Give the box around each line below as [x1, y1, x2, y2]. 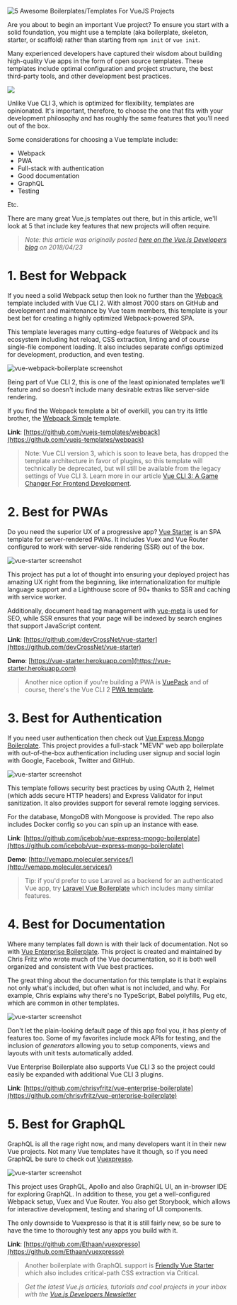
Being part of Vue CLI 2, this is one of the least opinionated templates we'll [7, 377, 225, 386]
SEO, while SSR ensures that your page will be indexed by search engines [7, 613, 223, 622]
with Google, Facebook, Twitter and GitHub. [7, 756, 135, 765]
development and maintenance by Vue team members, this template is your [7, 306, 228, 315]
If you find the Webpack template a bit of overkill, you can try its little [7, 406, 208, 415]
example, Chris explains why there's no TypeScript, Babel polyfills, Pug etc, [7, 991, 228, 999]
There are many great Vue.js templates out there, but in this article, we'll [7, 214, 218, 223]
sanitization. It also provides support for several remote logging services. [7, 799, 221, 807]
